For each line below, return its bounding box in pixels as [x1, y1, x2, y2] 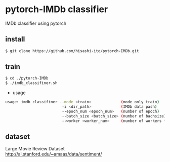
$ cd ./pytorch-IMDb [5, 76, 49, 81]
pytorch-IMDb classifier [5, 4, 108, 15]
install [5, 35, 25, 44]
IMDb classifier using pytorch [5, 20, 67, 26]
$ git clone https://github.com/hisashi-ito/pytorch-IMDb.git [5, 48, 139, 54]
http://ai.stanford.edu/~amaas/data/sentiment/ [5, 151, 102, 157]
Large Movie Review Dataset [5, 146, 65, 152]
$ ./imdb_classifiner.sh [5, 80, 58, 86]
